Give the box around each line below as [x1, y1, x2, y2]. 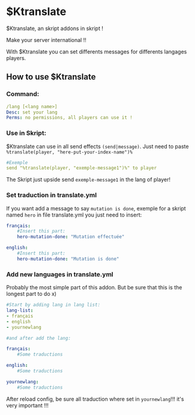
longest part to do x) [6, 290, 57, 298]
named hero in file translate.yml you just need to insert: [6, 211, 142, 218]
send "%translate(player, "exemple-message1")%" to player [6, 165, 157, 171]
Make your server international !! [6, 36, 87, 43]
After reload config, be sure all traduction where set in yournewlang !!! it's [6, 395, 184, 402]
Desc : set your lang [6, 109, 58, 115]
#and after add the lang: [6, 335, 71, 341]
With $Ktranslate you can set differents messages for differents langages [6, 48, 187, 55]
